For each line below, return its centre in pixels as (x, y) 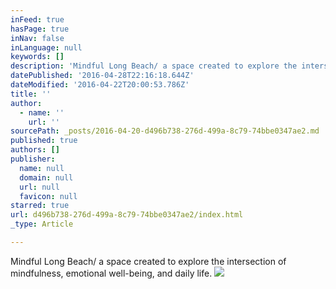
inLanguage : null (46, 47)
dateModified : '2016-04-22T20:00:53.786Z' (100, 85)
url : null (39, 187)
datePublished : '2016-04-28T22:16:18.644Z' (102, 76)
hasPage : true (40, 29)
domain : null (46, 177)
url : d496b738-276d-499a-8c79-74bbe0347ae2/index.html (127, 215)
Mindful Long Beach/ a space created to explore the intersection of (148, 261)
